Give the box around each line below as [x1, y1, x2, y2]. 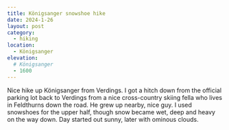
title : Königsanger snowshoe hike [7, 10, 106, 17]
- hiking [13, 36, 38, 42]
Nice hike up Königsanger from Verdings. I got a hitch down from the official [7, 86, 221, 94]
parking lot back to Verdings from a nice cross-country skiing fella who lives [7, 93, 223, 101]
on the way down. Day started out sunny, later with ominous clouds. [7, 115, 199, 123]
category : [7, 29, 36, 36]
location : [7, 42, 36, 49]
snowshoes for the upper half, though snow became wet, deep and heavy [7, 107, 216, 116]
